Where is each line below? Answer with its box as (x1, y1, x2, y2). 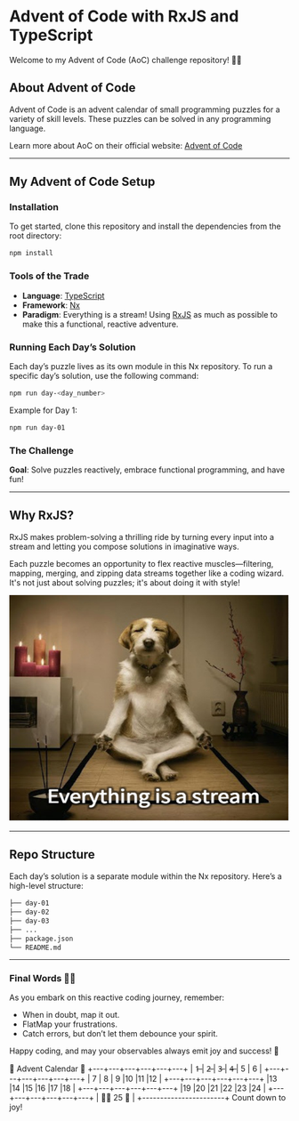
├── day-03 (9, 916, 50, 925)
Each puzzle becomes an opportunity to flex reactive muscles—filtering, (9, 558, 274, 569)
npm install (9, 249, 53, 258)
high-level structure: (9, 880, 84, 891)
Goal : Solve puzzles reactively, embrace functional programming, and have (9, 464, 286, 475)
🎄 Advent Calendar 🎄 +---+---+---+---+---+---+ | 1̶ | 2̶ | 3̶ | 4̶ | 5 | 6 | (9, 1063, 263, 1074)
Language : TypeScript (21, 290, 105, 301)
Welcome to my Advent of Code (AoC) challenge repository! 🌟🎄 (9, 54, 242, 65)
